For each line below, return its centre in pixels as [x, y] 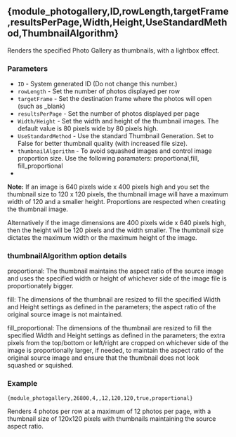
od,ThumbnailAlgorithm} [63, 33]
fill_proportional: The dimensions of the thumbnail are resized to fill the [110, 328]
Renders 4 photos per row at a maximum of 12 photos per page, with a [109, 411]
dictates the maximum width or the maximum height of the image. [103, 238]
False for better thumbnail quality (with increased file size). [103, 144]
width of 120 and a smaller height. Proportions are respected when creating [117, 202]
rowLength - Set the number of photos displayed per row [99, 91]
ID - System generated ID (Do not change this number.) [97, 84]
